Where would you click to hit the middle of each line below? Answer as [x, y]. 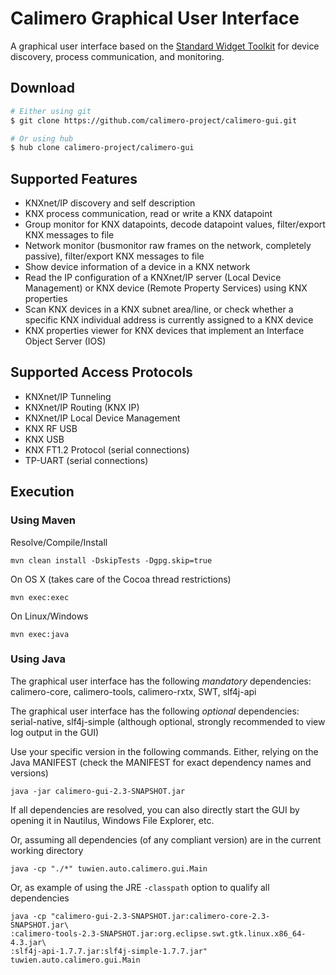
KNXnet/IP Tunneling [68, 396]
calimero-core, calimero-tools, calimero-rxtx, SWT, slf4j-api [133, 691]
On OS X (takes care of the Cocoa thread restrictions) [121, 579]
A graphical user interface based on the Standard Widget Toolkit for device [165, 46]
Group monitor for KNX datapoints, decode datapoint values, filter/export [175, 224]
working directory [47, 850]
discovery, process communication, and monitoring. [117, 56]
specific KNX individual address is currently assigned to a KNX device [169, 320]
